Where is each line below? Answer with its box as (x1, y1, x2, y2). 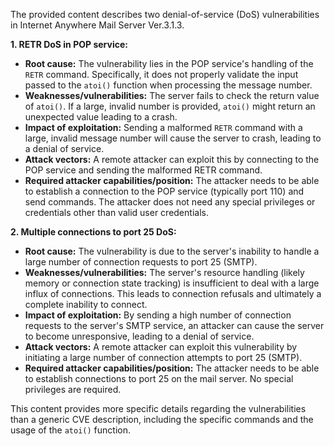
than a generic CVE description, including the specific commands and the (10, 414, 314, 425)
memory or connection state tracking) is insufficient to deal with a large (24, 277, 320, 289)
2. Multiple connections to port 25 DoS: (10, 226, 177, 238)
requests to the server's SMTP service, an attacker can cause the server (24, 320, 325, 331)
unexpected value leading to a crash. (24, 111, 178, 123)
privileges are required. (24, 384, 122, 395)
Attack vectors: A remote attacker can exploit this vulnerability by (24, 341, 298, 353)
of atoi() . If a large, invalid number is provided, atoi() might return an (24, 100, 316, 112)
